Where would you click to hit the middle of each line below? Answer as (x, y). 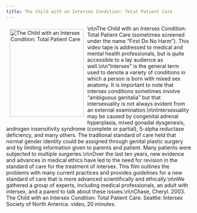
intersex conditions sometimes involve (134, 91)
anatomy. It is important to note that (131, 85)
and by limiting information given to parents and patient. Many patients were (99, 148)
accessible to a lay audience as (125, 60)
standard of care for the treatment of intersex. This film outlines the (88, 166)
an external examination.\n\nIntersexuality (138, 110)
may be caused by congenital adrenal (133, 116)
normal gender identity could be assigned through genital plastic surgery (95, 141)
